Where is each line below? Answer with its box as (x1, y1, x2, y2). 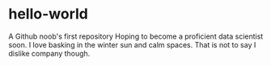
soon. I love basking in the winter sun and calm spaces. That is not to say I (8, 39, 256, 49)
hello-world (8, 5, 89, 23)
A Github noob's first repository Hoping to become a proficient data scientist (8, 31, 264, 41)
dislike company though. (8, 48, 91, 58)
